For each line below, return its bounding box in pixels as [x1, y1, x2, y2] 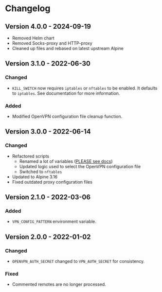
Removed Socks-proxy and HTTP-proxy [12, 40, 92, 46]
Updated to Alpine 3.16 [12, 173, 58, 180]
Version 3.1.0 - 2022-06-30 [5, 59, 91, 68]
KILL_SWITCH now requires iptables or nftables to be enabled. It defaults [12, 85, 158, 91]
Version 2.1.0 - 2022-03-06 [5, 193, 91, 202]
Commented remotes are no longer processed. [12, 281, 106, 287]
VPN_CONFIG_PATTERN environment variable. [12, 219, 96, 224]
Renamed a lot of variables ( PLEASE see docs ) [19, 158, 113, 164]
